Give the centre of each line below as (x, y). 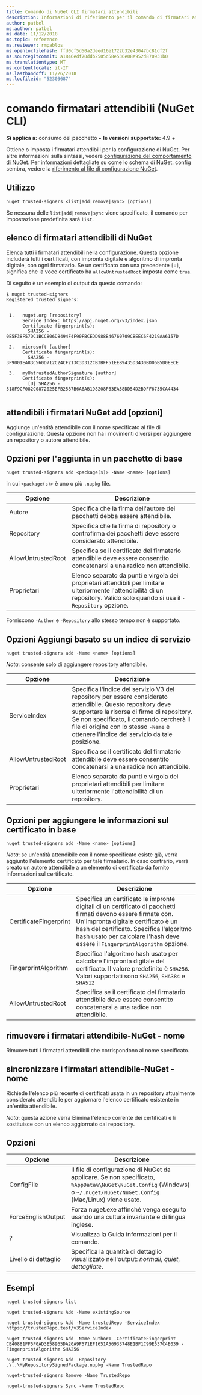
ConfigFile (24, 1185)
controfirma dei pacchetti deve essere (126, 534)
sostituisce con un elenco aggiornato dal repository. (71, 1124)
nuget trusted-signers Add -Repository (56, 1360)
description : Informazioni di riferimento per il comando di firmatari (98, 17)
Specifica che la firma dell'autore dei (124, 508)
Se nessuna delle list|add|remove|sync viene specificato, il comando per (97, 212)
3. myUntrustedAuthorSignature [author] (63, 373)
